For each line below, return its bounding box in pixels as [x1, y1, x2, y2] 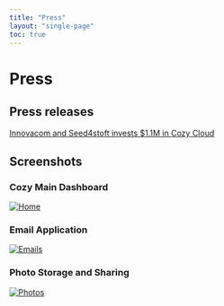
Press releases [9, 104, 94, 119]
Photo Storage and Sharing [9, 267, 130, 279]
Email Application [9, 223, 88, 236]
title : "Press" [9, 13, 67, 22]
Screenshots [9, 153, 83, 169]
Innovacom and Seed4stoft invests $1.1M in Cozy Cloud [9, 127, 215, 139]
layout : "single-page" [9, 22, 94, 31]
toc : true [9, 30, 47, 39]
